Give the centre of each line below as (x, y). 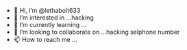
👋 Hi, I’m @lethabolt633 (47, 10)
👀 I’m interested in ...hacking (53, 18)
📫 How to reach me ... (45, 40)
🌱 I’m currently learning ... (50, 25)
